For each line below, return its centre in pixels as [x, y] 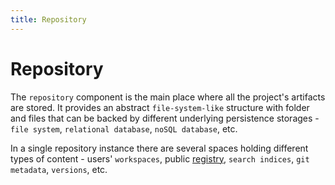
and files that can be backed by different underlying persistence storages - [165, 118]
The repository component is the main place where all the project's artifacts [168, 97]
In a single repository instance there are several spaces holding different [159, 148]
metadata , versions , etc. [59, 169]
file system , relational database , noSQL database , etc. [124, 128]
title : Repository [48, 19]
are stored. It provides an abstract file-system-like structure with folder [160, 107]
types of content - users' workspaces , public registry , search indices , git [160, 158]
